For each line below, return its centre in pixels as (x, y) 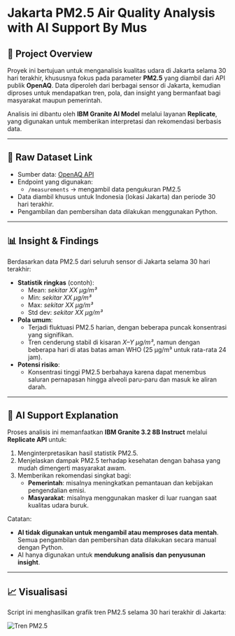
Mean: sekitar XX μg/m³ (62, 290)
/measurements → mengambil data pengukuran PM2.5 (104, 189)
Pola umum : (35, 320)
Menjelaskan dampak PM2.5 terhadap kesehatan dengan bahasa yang (119, 461)
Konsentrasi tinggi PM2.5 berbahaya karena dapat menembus (117, 372)
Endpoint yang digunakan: (55, 182)
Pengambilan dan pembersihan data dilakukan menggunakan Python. (117, 211)
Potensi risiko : (38, 364)
